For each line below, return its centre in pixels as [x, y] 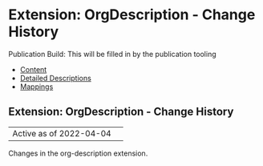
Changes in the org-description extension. [78, 153]
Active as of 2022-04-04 [62, 133]
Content [33, 69]
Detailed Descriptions [56, 78]
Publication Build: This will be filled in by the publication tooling [112, 54]
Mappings [36, 87]
